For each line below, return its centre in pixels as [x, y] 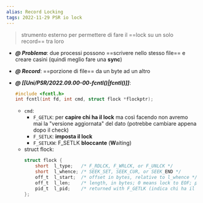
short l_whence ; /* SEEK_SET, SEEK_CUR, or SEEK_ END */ [108, 172]
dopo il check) [51, 130]
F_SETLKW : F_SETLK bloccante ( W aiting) [82, 143]
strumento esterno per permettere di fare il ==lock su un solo [97, 34]
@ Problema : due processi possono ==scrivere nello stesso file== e [100, 53]
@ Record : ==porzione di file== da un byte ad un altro [82, 71]
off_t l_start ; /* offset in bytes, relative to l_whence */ [116, 177]
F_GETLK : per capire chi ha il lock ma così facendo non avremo [111, 117]
